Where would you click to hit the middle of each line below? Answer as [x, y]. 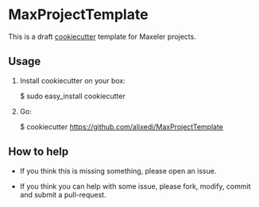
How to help [39, 152]
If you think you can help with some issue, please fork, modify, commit [135, 186]
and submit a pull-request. [63, 194]
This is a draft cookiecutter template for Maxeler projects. [102, 36]
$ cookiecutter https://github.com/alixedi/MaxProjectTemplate [122, 126]
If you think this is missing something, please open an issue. [118, 171]
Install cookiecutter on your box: [72, 80]
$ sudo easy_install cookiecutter [72, 96]
